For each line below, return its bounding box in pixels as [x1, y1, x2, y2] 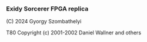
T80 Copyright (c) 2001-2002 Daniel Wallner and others [6, 29, 142, 36]
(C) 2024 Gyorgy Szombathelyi [6, 18, 82, 25]
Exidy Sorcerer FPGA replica [6, 5, 89, 13]
